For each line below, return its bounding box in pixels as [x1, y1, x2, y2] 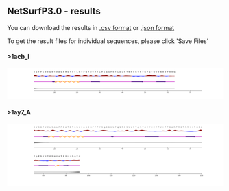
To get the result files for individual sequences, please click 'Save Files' [7, 37, 209, 45]
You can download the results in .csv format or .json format [7, 23, 175, 31]
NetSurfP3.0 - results [7, 5, 101, 17]
